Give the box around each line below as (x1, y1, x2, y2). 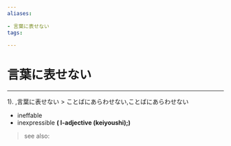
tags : (7, 29, 23, 36)
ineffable (16, 111, 43, 120)
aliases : (7, 10, 32, 17)
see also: (23, 132, 50, 141)
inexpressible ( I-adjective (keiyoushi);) (16, 119, 131, 127)
